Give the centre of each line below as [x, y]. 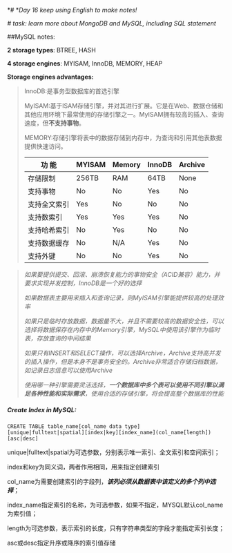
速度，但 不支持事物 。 [54, 123]
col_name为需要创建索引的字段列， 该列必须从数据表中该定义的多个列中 [109, 481]
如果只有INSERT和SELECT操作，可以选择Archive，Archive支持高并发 [122, 353]
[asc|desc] [23, 438]
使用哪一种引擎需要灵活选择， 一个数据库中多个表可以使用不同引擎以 [121, 385]
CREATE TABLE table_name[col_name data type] [74, 426]
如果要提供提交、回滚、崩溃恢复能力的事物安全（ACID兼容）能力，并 [122, 274]
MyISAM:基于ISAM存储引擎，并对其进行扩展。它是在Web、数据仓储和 [124, 106]
